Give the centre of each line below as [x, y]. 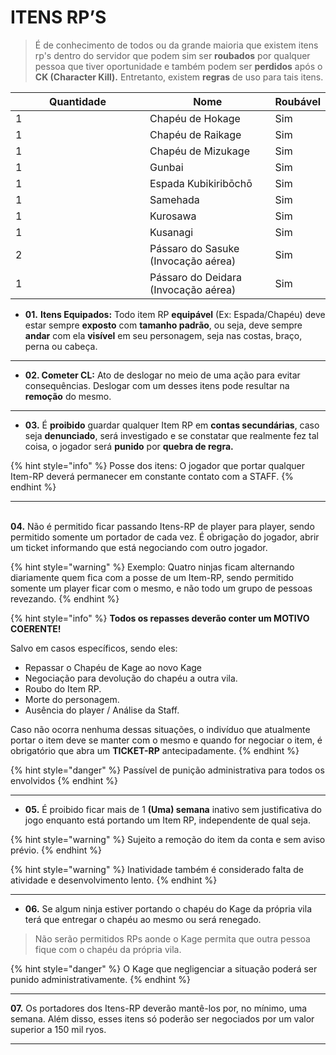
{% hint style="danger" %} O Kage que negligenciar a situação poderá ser [164, 968]
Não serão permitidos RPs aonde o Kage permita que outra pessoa [172, 938]
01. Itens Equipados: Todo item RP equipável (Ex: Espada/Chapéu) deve [175, 314]
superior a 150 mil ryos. [58, 1029]
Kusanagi [171, 232]
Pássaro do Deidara [195, 277]
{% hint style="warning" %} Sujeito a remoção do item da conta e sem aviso [168, 839]
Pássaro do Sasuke [194, 248]
